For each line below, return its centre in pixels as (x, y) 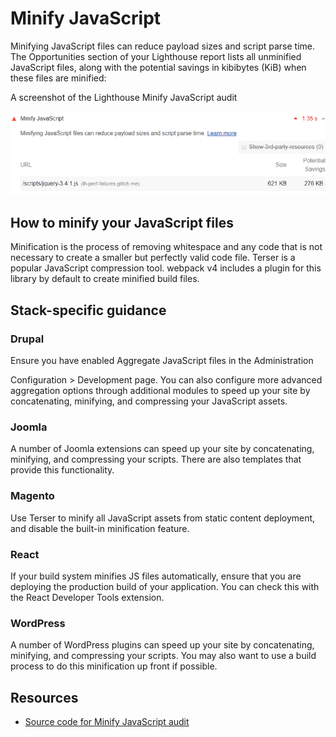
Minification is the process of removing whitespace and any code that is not (166, 247)
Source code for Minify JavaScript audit (107, 722)
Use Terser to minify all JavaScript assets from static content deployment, (163, 518)
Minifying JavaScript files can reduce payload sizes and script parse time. (162, 46)
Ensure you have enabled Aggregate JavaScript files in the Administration (162, 361)
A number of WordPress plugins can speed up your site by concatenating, (162, 645)
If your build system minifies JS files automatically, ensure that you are (156, 576)
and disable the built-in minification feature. (100, 528)
